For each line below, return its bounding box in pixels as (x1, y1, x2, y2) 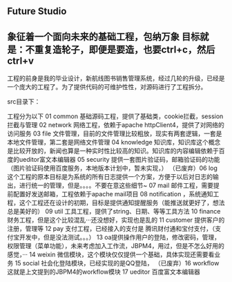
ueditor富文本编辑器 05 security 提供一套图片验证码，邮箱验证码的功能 (19, 156, 220, 164)
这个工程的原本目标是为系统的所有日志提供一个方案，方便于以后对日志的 (7, 173, 213, 181)
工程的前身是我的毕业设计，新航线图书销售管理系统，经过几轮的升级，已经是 (7, 74, 225, 82)
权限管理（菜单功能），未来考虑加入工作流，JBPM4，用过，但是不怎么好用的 (7, 242, 224, 250)
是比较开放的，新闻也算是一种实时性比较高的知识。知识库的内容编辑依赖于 (7, 147, 219, 155)
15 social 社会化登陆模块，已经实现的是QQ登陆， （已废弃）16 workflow (14, 259, 220, 267)
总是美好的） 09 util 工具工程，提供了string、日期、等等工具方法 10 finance (7, 207, 221, 216)
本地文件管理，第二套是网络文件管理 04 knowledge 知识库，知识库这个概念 (7, 138, 221, 147)
